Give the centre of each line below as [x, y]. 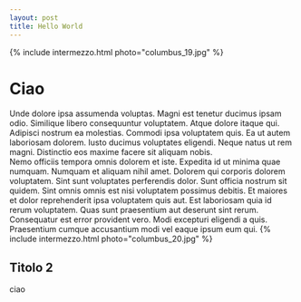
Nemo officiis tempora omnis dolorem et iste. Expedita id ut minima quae [145, 162]
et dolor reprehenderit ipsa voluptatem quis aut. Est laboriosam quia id [141, 200]
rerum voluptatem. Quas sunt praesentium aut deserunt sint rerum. [134, 210]
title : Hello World [46, 26]
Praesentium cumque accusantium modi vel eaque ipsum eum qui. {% [141, 229]
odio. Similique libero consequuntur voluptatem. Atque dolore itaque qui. [145, 123]
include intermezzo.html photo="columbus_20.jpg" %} [111, 239]
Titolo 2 [31, 267]
